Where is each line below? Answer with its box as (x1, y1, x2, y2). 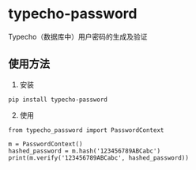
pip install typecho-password (8, 96, 108, 104)
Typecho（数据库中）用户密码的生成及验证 (8, 32, 148, 41)
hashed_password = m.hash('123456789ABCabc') (8, 147, 160, 155)
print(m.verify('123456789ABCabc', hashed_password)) (8, 153, 190, 162)
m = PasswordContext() (8, 140, 83, 148)
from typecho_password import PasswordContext (8, 126, 164, 134)
